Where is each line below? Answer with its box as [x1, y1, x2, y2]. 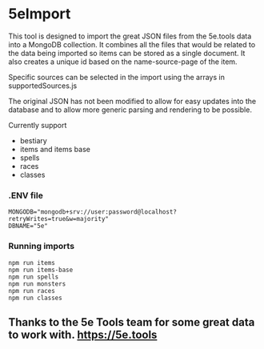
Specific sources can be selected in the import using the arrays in [8, 72, 226, 82]
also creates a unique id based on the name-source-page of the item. [8, 57, 238, 66]
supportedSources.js [8, 81, 78, 90]
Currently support [8, 120, 67, 130]
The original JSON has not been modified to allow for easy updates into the [8, 96, 257, 106]
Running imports [8, 241, 74, 252]
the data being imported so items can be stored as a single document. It [8, 48, 246, 58]
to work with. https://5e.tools [8, 327, 158, 341]
